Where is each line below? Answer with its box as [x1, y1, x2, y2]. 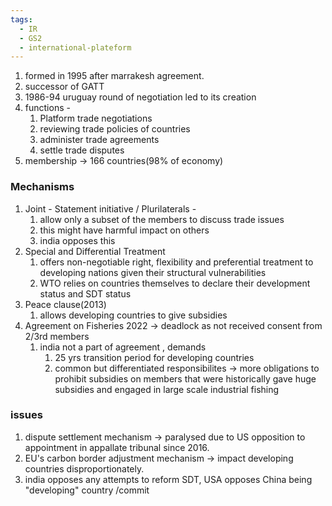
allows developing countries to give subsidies [39, 309, 228, 321]
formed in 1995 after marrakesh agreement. [24, 70, 205, 82]
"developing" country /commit [24, 484, 150, 496]
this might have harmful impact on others [39, 224, 210, 236]
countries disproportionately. [24, 462, 145, 475]
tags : [10, 14, 33, 25]
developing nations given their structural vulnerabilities [39, 266, 267, 278]
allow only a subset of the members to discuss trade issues [39, 213, 285, 225]
